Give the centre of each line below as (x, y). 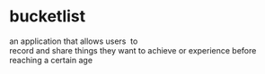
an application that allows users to (74, 41)
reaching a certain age (51, 60)
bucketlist (48, 16)
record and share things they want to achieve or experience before (133, 50)
